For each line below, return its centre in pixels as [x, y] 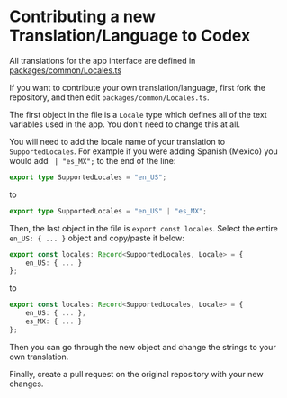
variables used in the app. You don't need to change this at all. [125, 124]
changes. [27, 384]
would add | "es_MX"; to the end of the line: [93, 160]
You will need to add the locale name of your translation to [117, 141]
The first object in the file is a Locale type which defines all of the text [138, 114]
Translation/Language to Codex [130, 36]
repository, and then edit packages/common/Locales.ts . [109, 97]
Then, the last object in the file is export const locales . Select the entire [144, 228]
